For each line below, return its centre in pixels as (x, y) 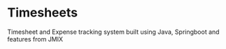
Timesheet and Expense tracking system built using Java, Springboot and (113, 32)
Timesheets (43, 13)
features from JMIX (35, 39)
